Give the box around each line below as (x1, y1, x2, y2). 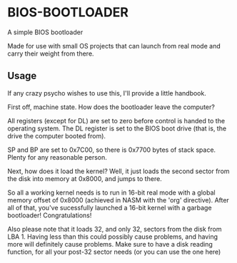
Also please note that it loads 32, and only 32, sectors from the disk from (7, 225, 222, 233)
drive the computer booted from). (7, 131, 106, 140)
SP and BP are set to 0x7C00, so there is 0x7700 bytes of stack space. (7, 145, 216, 154)
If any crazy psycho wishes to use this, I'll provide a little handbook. (7, 88, 207, 97)
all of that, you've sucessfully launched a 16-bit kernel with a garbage (7, 203, 212, 212)
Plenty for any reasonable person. (7, 153, 107, 161)
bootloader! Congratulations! (7, 211, 92, 220)
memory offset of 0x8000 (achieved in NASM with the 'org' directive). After (7, 195, 230, 204)
